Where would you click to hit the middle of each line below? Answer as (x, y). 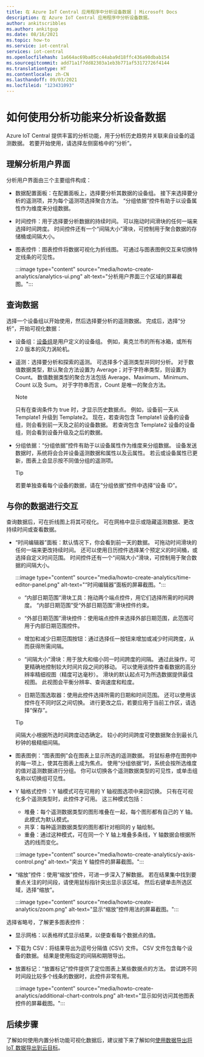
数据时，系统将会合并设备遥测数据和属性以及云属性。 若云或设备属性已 (104, 453)
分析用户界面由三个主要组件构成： (49, 180)
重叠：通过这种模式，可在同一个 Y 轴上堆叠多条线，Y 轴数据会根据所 (110, 835)
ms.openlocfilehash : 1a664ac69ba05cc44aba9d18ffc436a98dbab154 (88, 57)
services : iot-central (35, 52)
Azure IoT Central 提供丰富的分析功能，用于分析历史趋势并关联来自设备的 (98, 135)
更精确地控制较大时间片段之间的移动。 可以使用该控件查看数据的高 (107, 667)
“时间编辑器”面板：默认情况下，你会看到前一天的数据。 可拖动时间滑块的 (106, 543)
